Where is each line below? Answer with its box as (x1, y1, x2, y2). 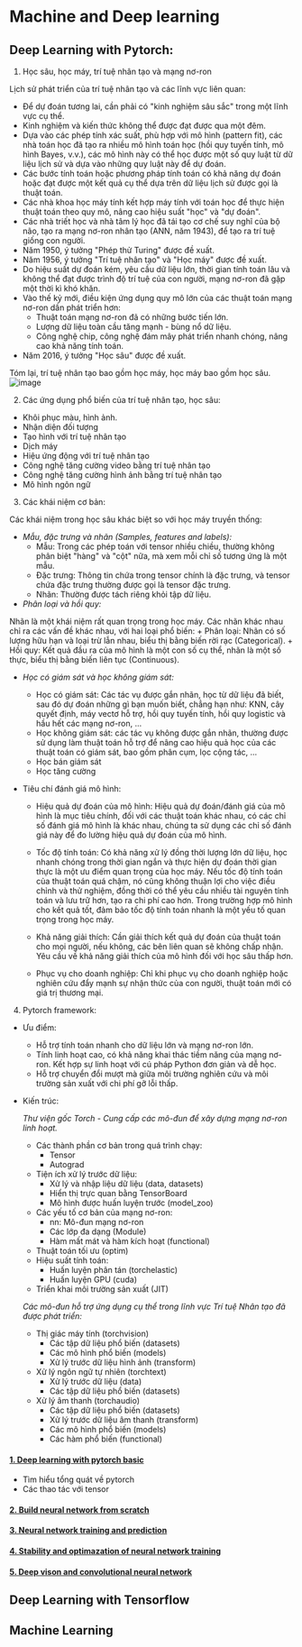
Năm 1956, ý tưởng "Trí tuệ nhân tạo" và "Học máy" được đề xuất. (22, 254, 268, 265)
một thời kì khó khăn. (22, 283, 101, 294)
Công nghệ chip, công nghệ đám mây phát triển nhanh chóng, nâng (35, 331, 288, 342)
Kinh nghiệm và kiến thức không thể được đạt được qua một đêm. (22, 120, 266, 131)
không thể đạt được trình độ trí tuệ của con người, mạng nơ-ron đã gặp (22, 273, 286, 284)
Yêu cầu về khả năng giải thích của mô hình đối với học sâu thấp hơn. (35, 951, 294, 961)
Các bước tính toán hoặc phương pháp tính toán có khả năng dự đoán (22, 169, 281, 178)
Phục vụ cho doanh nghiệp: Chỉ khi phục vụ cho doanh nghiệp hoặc (35, 968, 288, 979)
